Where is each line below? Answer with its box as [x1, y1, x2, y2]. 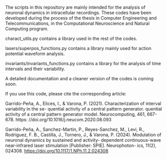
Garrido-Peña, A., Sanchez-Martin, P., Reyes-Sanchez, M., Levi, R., [5, 126, 145, 132]
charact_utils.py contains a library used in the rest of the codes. [5, 35, 138, 41]
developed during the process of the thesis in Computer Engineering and [5, 15, 157, 21]
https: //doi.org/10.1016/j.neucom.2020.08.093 [15, 117, 112, 123]
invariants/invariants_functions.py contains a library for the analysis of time [5, 61, 161, 66]
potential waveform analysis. [5, 50, 65, 57]
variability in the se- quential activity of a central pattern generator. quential [5, 106, 162, 112]
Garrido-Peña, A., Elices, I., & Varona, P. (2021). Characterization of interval [5, 100, 161, 107]
